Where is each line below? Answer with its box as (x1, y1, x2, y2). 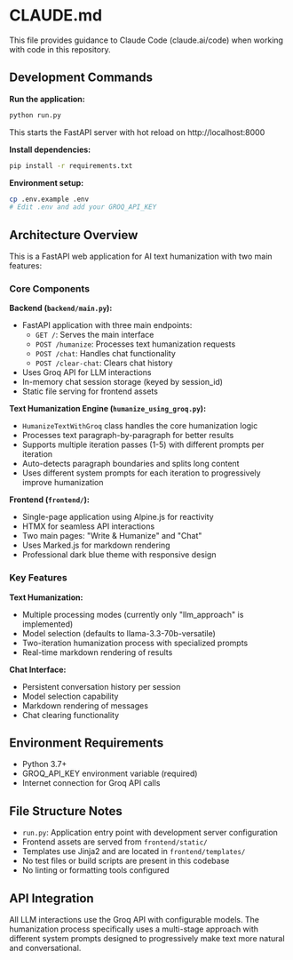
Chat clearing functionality (21, 709, 120, 720)
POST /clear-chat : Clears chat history (35, 357, 173, 369)
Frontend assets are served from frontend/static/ (21, 836, 208, 847)
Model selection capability (21, 691, 119, 701)
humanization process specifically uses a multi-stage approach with (9, 924, 259, 934)
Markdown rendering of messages (21, 700, 149, 711)
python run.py (9, 110, 62, 120)
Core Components (9, 282, 91, 294)
